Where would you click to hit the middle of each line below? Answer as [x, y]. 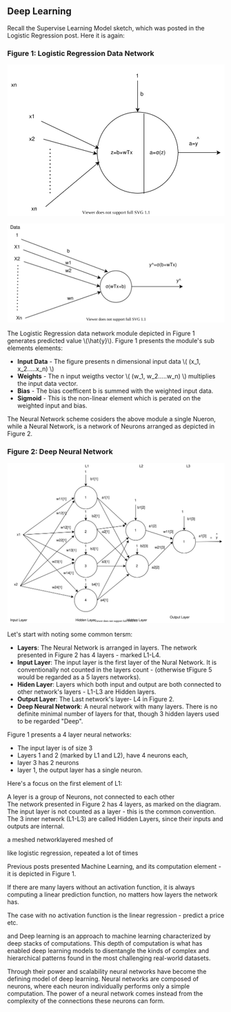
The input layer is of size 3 [55, 748]
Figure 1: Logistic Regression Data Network [81, 53]
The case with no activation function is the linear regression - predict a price [116, 915]
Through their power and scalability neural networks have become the [107, 972]
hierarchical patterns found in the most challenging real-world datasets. [109, 958]
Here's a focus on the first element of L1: [65, 784]
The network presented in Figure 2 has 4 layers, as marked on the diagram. [114, 804]
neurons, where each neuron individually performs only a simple [99, 986]
